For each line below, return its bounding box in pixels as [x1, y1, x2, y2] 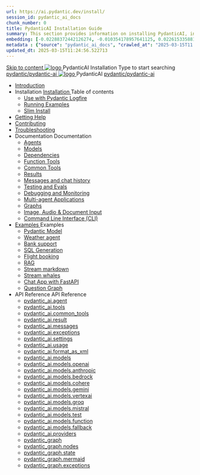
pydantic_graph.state [23, 449, 76, 456]
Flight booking [23, 253, 60, 260]
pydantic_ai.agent [23, 297, 67, 304]
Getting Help [14, 113, 46, 120]
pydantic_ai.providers [23, 430, 77, 437]
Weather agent [23, 234, 61, 241]
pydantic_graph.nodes [23, 442, 79, 450]
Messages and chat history [23, 176, 90, 184]
